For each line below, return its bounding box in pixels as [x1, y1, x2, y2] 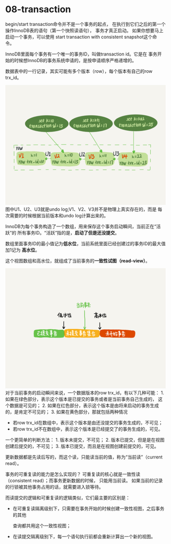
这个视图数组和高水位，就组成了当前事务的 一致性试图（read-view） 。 [5, 258, 150, 264]
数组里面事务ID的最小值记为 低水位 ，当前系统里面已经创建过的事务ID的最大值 [5, 241, 166, 247]
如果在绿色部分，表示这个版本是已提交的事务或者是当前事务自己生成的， [5, 396, 157, 402]
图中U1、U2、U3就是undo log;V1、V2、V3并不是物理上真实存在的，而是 [5, 206, 157, 212]
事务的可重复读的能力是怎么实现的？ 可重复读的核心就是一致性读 [5, 471, 140, 477]
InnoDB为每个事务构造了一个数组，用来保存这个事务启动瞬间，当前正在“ [5, 223, 157, 230]
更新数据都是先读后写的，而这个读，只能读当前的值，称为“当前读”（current [5, 454, 163, 460]
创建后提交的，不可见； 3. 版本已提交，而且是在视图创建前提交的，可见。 [5, 443, 159, 449]
